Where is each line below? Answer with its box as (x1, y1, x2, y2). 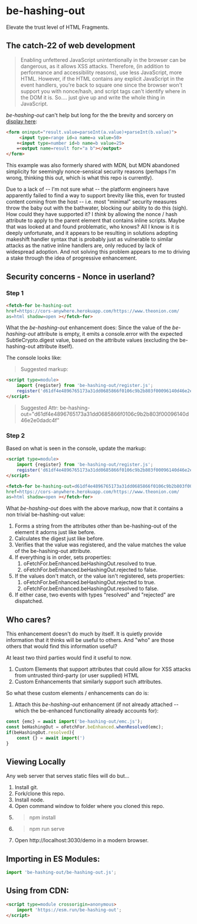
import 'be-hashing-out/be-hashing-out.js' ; (6, 870, 117, 876)
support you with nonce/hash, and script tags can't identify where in (20, 87, 186, 95)
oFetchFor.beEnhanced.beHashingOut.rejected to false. (23, 567, 158, 574)
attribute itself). (36, 343, 74, 350)
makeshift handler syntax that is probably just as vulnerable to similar (6, 236, 174, 243)
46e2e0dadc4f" (20, 416, 60, 423)
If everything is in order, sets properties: (14, 554, 111, 561)
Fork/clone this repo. (14, 790, 66, 797)
